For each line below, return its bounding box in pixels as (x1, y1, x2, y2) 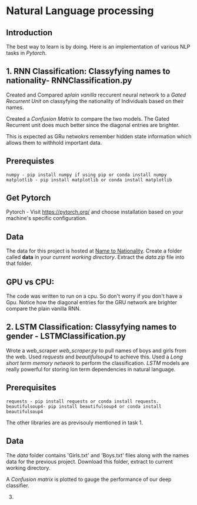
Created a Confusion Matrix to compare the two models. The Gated (6, 115, 169, 122)
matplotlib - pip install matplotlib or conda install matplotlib (6, 177, 172, 183)
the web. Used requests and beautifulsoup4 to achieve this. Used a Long (6, 353, 183, 360)
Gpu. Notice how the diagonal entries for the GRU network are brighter (6, 299, 178, 306)
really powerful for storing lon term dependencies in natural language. (6, 366, 176, 373)
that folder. (6, 260, 32, 267)
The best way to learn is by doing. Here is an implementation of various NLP (6, 43, 191, 50)
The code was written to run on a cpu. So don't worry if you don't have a (6, 293, 182, 300)
